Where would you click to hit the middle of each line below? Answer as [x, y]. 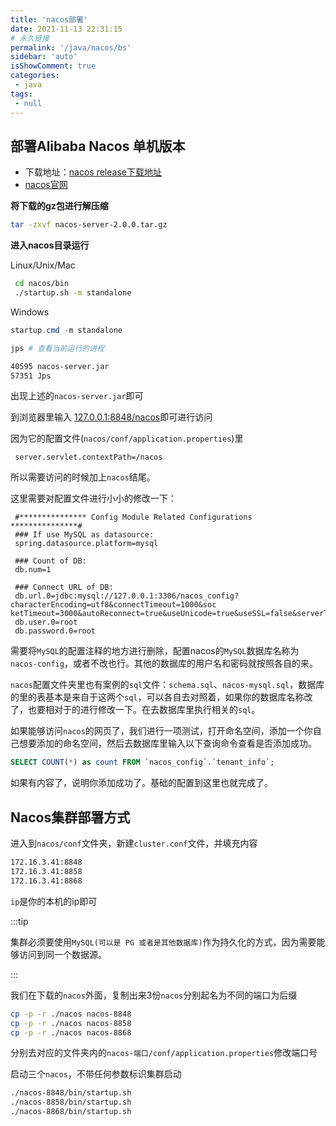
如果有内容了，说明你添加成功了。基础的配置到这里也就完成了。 [141, 783]
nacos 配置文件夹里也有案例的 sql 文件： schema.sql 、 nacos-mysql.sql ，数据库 [167, 685]
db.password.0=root [55, 631]
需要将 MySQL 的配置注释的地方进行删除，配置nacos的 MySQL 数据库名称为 [155, 651]
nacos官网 [46, 185]
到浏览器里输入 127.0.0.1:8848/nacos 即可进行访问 [111, 417]
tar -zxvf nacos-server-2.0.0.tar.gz [89, 225]
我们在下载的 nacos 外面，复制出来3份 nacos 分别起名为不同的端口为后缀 [154, 995]
